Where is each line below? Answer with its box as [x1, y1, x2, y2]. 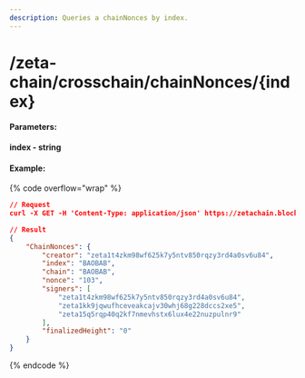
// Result [9, 224, 47, 234]
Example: [9, 163, 46, 174]
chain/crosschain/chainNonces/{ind [9, 72, 290, 92]
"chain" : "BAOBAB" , [42, 267, 116, 277]
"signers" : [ [42, 284, 92, 293]
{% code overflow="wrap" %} [9, 183, 123, 194]
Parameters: [9, 122, 57, 133]
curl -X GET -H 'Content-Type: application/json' [9, 209, 202, 218]
